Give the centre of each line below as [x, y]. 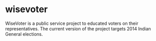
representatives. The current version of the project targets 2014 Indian [78, 28]
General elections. [24, 34]
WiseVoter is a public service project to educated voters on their [72, 23]
